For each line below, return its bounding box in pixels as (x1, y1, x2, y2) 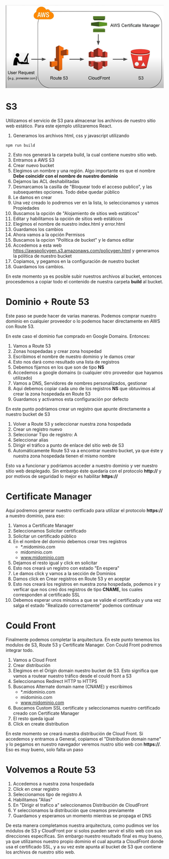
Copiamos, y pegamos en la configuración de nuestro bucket (13, 258, 139, 264)
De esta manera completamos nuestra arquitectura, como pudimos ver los (6, 822, 159, 828)
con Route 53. (6, 323, 35, 329)
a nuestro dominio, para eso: (6, 512, 65, 519)
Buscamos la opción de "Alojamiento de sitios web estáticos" (13, 211, 139, 216)
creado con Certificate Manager (13, 710, 80, 716)
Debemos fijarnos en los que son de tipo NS (13, 364, 104, 370)
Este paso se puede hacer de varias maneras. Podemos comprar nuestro (6, 312, 157, 318)
